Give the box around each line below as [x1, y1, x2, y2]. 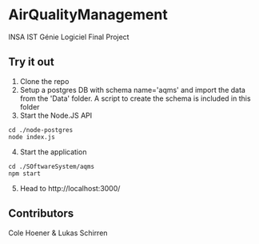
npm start [8, 170, 42, 178]
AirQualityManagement [8, 6, 168, 24]
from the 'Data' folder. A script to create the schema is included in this [19, 94, 251, 103]
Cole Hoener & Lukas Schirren [8, 228, 108, 238]
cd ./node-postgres [8, 126, 74, 134]
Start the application [19, 146, 87, 157]
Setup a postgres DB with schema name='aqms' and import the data [19, 85, 246, 94]
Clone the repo [19, 76, 70, 86]
